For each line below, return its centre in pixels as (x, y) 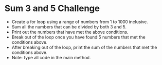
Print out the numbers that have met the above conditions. (70, 32)
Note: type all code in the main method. (51, 57)
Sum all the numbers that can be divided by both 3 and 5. (69, 26)
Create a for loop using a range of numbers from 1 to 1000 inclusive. (80, 22)
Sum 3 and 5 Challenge (52, 8)
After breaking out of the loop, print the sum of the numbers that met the (84, 47)
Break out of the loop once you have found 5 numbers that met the (78, 37)
